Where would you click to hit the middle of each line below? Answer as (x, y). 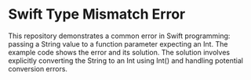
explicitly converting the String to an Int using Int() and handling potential (125, 61)
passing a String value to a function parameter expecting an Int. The (118, 43)
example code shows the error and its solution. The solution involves (119, 52)
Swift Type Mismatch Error (97, 14)
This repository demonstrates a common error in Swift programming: (119, 36)
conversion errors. (38, 68)
